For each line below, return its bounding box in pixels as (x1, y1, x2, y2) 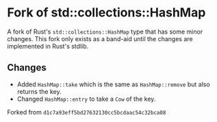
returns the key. (16, 87, 62, 95)
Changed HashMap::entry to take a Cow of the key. (16, 95, 156, 103)
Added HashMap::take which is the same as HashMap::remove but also (16, 80, 210, 88)
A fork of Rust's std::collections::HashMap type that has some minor (7, 27, 203, 36)
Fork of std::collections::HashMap (7, 5, 206, 21)
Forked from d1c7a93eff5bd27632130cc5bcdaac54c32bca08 (7, 108, 166, 116)
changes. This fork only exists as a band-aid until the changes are (7, 34, 193, 42)
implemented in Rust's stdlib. (7, 42, 89, 50)
